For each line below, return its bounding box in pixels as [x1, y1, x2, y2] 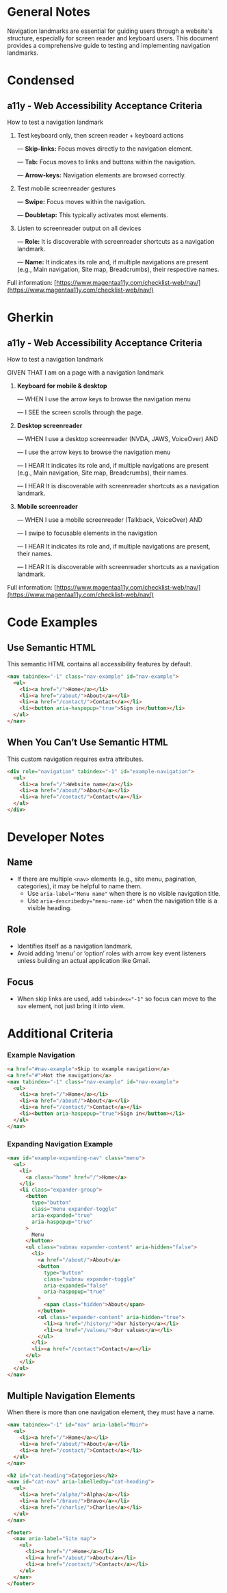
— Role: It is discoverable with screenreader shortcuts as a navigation [16, 237, 215, 245]
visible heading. [27, 903, 72, 912]
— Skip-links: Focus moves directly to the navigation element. [16, 145, 193, 153]
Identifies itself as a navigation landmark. [16, 942, 133, 950]
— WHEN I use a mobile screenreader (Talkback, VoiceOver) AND [16, 515, 203, 524]
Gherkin [7, 310, 54, 325]
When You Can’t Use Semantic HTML [7, 737, 169, 749]
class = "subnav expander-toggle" [43, 1275, 136, 1283]
